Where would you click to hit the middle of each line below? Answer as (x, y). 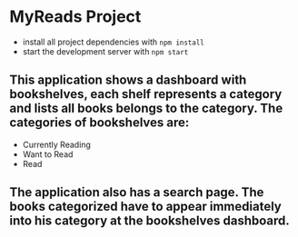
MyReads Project (75, 17)
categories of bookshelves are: (99, 123)
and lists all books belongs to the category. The (146, 109)
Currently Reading (56, 144)
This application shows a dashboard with (128, 80)
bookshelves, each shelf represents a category (146, 94)
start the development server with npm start (105, 51)
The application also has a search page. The (137, 193)
